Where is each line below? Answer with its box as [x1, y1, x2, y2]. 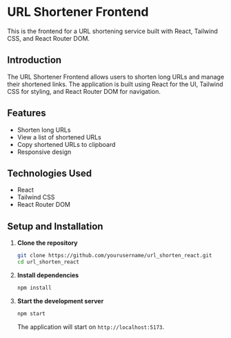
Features [7, 108, 46, 119]
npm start [17, 310, 46, 317]
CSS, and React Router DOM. [7, 34, 90, 42]
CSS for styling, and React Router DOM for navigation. [7, 87, 161, 95]
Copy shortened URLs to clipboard [17, 140, 116, 148]
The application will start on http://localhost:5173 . [17, 322, 165, 331]
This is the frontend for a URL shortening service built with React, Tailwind [7, 27, 219, 35]
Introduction [7, 54, 62, 66]
